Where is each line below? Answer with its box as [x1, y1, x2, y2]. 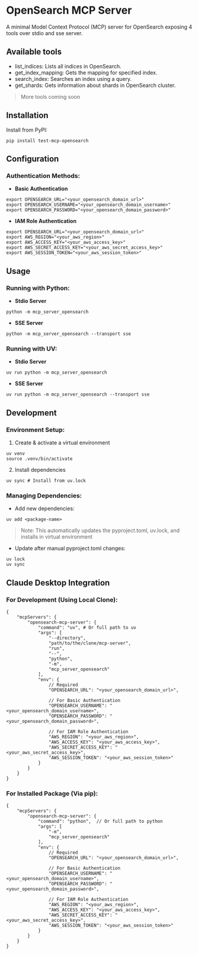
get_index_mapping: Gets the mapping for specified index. [14, 69, 158, 76]
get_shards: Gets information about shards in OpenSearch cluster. [14, 82, 176, 89]
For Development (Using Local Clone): [6, 596, 118, 604]
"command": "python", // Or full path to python [37, 819, 163, 825]
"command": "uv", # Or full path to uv [37, 624, 136, 631]
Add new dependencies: [14, 505, 75, 512]
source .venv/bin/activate [6, 456, 73, 462]
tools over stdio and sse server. [6, 29, 83, 36]
